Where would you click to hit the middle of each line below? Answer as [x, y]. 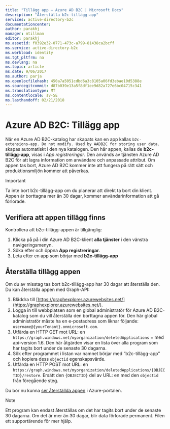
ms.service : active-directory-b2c [42, 48]
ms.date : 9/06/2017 [26, 72]
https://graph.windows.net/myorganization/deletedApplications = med [88, 337]
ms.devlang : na [21, 62]
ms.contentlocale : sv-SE [31, 95]
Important [15, 181]
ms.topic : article [25, 67]
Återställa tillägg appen [43, 272]
